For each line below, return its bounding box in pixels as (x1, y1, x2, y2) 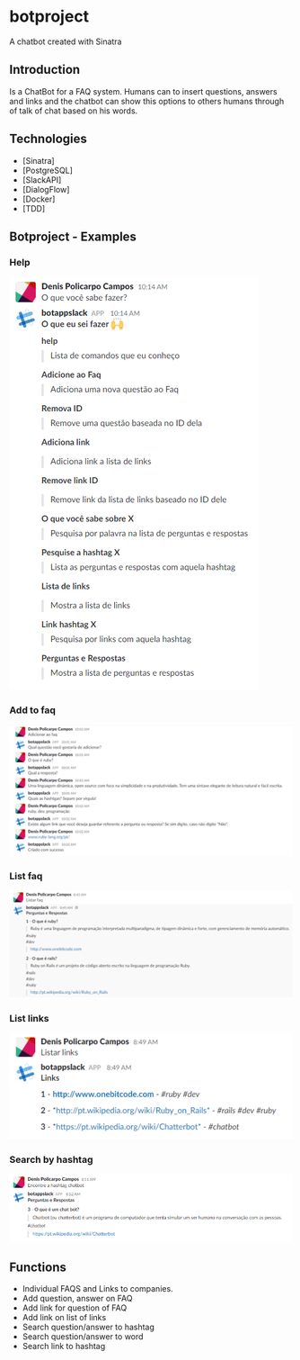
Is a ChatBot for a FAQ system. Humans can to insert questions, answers (9, 86, 278, 96)
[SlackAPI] (22, 174, 62, 185)
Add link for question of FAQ (22, 1302, 128, 1313)
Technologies (9, 131, 88, 147)
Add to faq (9, 704, 57, 716)
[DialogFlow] (22, 184, 70, 194)
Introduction (9, 62, 81, 77)
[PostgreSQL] (22, 165, 74, 176)
